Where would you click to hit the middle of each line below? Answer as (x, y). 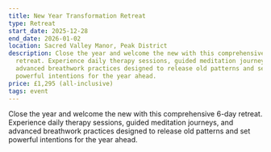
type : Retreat (32, 23)
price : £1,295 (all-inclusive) (61, 83)
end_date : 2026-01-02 (45, 38)
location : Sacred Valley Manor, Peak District (88, 46)
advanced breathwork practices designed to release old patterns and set (129, 131)
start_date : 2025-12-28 (48, 31)
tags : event (28, 91)
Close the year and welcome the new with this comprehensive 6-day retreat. (135, 114)
